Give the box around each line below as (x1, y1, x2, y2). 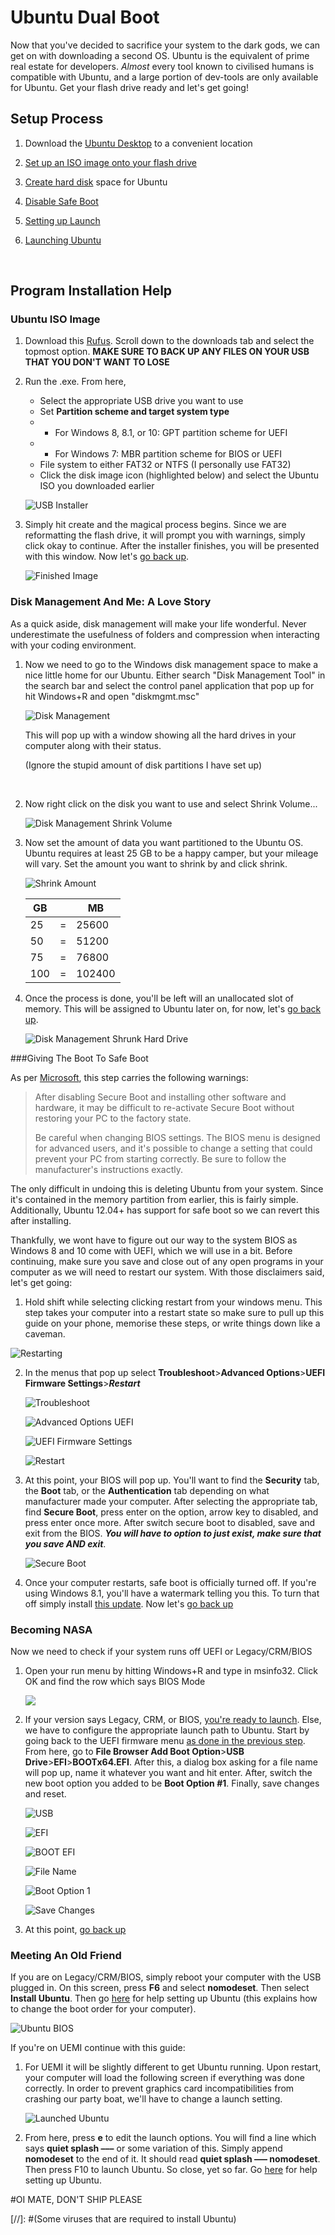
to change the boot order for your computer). (10, 2003, 197, 2015)
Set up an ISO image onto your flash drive (24, 156, 197, 168)
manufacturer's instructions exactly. (34, 1163, 183, 1175)
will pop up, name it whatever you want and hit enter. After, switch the (24, 1767, 313, 1779)
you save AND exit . (24, 1537, 107, 1550)
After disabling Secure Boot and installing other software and (34, 1091, 287, 1103)
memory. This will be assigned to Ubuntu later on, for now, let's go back (24, 1002, 322, 1015)
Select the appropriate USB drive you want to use (39, 395, 244, 407)
